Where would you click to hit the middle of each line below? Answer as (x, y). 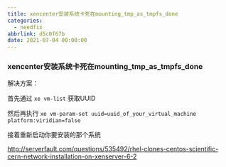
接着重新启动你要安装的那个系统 (54, 135)
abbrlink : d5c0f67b (36, 34)
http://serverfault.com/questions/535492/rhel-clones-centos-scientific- (113, 149)
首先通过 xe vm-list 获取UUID (52, 98)
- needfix (28, 27)
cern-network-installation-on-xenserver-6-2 (72, 156)
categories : (25, 21)
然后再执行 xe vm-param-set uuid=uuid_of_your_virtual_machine (102, 114)
